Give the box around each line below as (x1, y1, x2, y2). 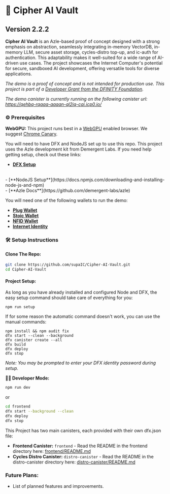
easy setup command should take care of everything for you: (5, 295, 133, 301)
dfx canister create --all (5, 338, 62, 343)
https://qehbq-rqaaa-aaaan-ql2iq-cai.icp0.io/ (5, 101, 102, 107)
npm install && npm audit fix (5, 329, 70, 334)
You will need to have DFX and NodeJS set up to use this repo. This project (5, 141, 162, 147)
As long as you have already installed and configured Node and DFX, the (5, 289, 157, 296)
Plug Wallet (12, 207, 38, 213)
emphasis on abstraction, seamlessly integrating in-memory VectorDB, (5, 44, 153, 50)
